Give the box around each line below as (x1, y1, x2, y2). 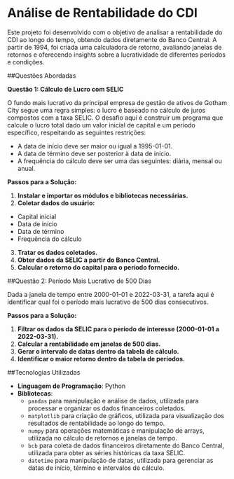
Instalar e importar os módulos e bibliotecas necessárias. (17, 191, 188, 200)
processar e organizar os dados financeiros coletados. (27, 404, 186, 412)
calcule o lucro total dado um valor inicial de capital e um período (7, 120, 196, 129)
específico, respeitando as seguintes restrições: (7, 128, 146, 137)
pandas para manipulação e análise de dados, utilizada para (27, 396, 199, 405)
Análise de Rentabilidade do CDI (7, 5, 198, 21)
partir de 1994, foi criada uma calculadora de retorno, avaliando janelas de (7, 43, 222, 51)
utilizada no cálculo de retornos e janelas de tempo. (27, 433, 177, 442)
